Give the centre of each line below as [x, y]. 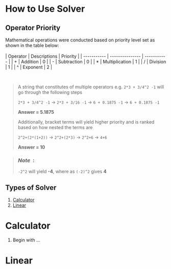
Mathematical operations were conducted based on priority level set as [80, 40]
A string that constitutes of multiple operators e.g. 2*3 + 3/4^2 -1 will [91, 87]
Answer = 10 [31, 147]
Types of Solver [31, 188]
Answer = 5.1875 [36, 112]
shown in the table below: [32, 45]
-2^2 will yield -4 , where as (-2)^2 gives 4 [62, 172]
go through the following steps [50, 92]
